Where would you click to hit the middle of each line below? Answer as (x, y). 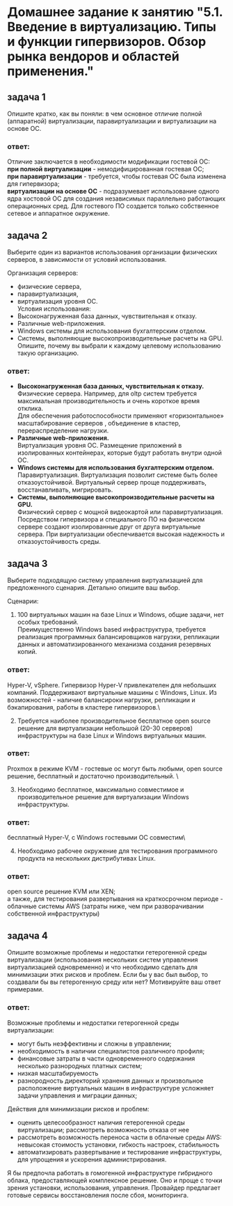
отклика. (30, 409)
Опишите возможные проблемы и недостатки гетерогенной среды (107, 953)
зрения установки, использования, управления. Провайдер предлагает (114, 1187)
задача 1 (26, 97)
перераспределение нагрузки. (63, 431)
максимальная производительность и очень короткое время (109, 401)
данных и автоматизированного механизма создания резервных (114, 644)
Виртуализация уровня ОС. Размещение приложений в (99, 446)
